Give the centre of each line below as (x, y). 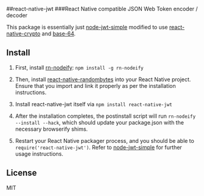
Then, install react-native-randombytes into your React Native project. (103, 79)
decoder (17, 15)
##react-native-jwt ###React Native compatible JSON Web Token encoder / (102, 9)
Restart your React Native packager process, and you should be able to (105, 140)
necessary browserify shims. (51, 129)
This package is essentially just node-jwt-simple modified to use (87, 27)
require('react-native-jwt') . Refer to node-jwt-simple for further (99, 147)
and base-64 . (59, 34)
